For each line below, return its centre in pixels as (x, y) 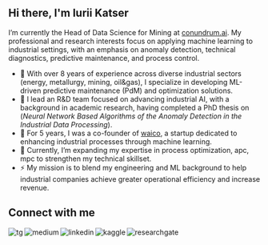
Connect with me (52, 213)
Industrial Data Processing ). (66, 124)
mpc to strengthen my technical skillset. (86, 159)
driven (30, 90)
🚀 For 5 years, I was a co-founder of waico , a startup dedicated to (128, 133)
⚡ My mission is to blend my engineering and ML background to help (133, 167)
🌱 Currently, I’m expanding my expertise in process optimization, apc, (134, 150)
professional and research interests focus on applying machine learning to (131, 41)
